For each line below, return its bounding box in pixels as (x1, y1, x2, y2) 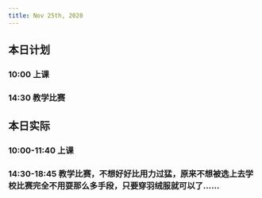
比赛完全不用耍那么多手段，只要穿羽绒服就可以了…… (16, 181, 220, 192)
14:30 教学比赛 (8, 92, 66, 103)
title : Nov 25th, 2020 (8, 11, 83, 20)
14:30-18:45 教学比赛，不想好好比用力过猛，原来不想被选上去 (8, 169, 246, 180)
